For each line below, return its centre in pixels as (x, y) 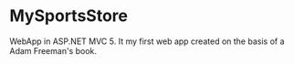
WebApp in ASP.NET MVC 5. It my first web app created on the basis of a (147, 41)
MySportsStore (68, 16)
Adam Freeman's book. (53, 50)
